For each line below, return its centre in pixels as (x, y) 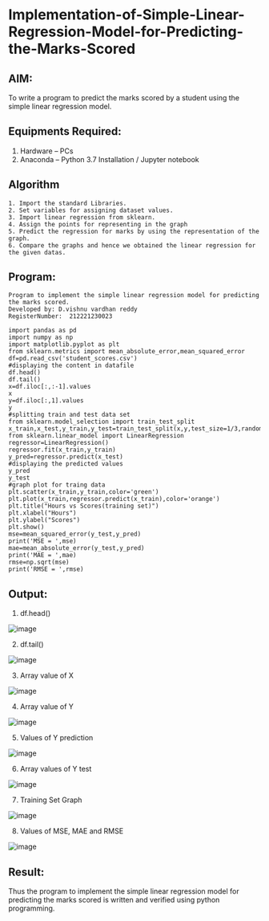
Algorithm (34, 185)
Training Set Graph (51, 800)
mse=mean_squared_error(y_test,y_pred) (75, 534)
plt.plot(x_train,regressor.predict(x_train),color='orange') (114, 499)
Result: (26, 872)
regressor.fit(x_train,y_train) (62, 450)
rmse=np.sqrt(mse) (39, 562)
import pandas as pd (43, 331)
